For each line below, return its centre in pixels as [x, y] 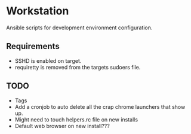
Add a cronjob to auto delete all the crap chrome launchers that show [100, 106]
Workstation [38, 11]
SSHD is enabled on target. [48, 60]
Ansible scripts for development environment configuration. [79, 28]
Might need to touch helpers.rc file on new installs [76, 119]
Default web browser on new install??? [62, 126]
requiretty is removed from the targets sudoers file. [78, 67]
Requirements [33, 46]
